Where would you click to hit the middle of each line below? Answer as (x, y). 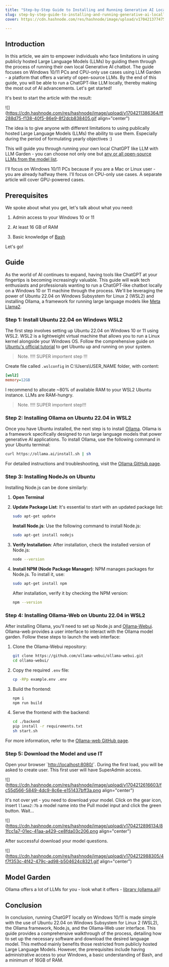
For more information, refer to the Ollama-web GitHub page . (67, 741)
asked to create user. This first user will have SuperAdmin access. (73, 770)
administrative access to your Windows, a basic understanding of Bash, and (84, 954)
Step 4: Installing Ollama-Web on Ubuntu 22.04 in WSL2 (75, 615)
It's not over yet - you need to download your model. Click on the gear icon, (84, 800)
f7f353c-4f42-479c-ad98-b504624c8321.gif (52, 861)
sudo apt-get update (34, 516)
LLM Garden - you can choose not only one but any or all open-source (78, 154)
